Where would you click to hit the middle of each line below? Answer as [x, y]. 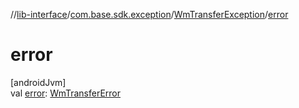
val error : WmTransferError [66, 93]
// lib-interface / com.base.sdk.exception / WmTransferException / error [149, 14]
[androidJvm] [38, 82]
